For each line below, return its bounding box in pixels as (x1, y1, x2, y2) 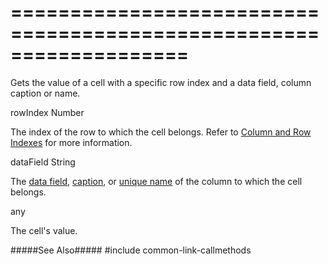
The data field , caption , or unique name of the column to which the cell (10, 175, 303, 187)
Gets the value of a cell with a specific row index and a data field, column (10, 76, 312, 88)
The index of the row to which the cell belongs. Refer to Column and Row (10, 126, 312, 138)
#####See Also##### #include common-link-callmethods (10, 244, 252, 256)
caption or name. (10, 87, 81, 99)
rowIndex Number (10, 106, 85, 118)
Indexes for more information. (10, 136, 133, 148)
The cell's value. (10, 224, 78, 236)
